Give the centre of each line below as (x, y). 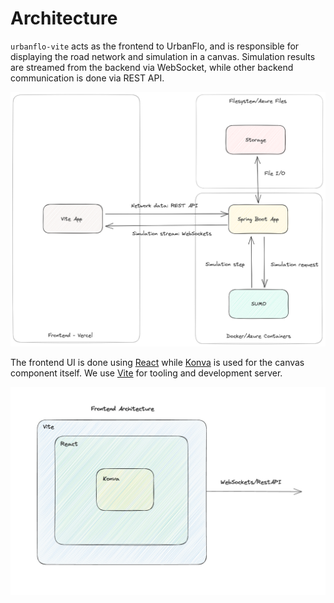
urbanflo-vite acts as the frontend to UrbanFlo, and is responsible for (155, 46)
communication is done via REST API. (87, 78)
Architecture (64, 18)
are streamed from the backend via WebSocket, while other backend (152, 67)
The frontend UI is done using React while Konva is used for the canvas (157, 363)
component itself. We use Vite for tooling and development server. (146, 373)
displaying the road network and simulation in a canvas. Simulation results (163, 56)
